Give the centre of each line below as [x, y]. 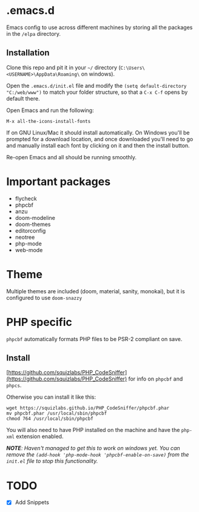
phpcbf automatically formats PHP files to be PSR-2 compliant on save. [94, 339]
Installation [28, 53]
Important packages [59, 181]
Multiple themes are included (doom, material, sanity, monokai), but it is [96, 291]
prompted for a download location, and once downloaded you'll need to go [100, 139]
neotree [25, 237]
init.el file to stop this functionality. [52, 461]
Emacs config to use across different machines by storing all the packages [99, 27]
